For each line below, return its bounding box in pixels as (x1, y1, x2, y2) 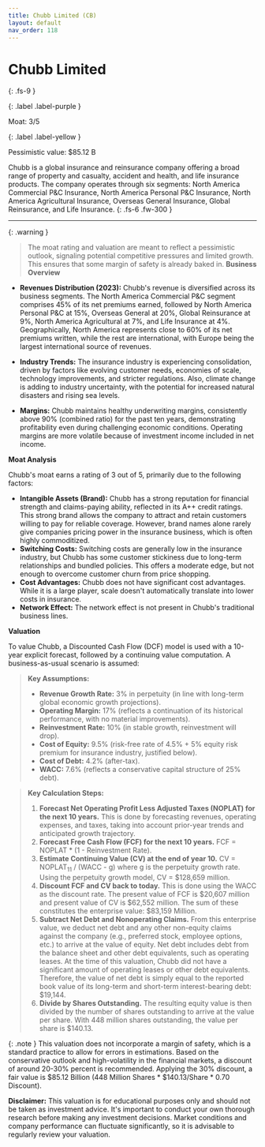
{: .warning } (8, 227, 49, 237)
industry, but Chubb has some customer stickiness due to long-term (19, 553, 242, 562)
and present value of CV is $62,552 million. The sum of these (39, 898, 239, 908)
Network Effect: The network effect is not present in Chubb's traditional (19, 603, 255, 613)
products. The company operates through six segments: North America (8, 179, 241, 189)
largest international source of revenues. (19, 342, 151, 351)
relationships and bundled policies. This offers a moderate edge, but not (19, 561, 255, 571)
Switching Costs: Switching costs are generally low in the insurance (19, 544, 243, 553)
